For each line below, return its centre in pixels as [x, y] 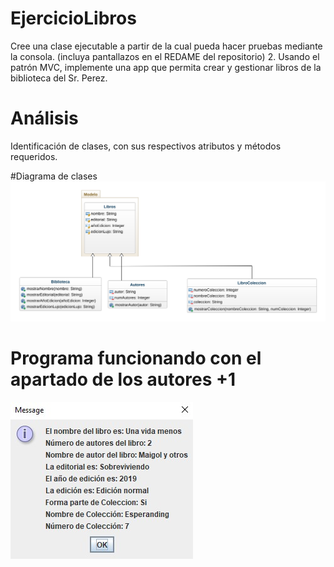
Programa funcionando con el [136, 358]
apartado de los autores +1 [123, 379]
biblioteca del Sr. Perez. [59, 78]
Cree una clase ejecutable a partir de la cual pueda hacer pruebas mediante [166, 46]
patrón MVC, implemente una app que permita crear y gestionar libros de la [166, 67]
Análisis [44, 118]
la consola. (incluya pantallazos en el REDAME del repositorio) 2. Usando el [165, 56]
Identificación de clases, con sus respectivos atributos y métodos [146, 146]
